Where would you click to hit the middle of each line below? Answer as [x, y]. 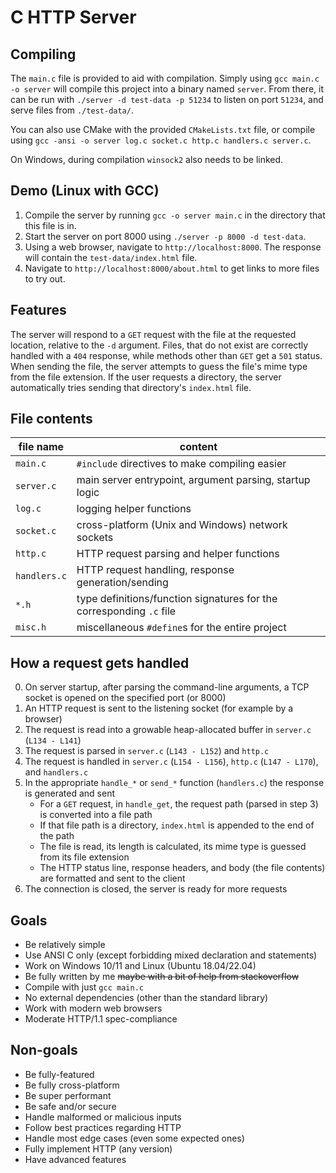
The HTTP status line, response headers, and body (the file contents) [182, 868]
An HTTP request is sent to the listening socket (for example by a [159, 708]
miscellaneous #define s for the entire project [181, 628]
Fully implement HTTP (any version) [98, 1148]
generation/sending [122, 583]
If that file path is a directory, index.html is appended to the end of [177, 825]
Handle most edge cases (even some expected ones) [134, 1138]
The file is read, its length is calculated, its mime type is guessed [173, 847]
